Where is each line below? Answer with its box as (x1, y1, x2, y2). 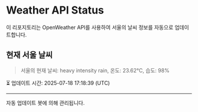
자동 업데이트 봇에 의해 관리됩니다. (6, 99, 85, 106)
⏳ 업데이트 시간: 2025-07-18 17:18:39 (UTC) (6, 79, 110, 86)
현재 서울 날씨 (6, 50, 53, 60)
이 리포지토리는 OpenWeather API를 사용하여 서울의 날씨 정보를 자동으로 (6, 24, 174, 31)
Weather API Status (6, 4, 104, 17)
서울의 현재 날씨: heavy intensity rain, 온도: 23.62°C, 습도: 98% (20, 67, 170, 74)
